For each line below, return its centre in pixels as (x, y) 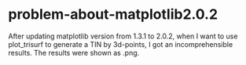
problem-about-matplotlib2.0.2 (113, 14)
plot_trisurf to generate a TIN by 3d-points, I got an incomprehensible (121, 44)
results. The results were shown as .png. (74, 52)
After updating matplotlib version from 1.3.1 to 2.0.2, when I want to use (123, 36)
